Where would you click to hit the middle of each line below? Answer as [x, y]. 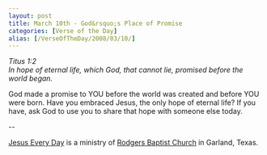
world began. [31, 78]
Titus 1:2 [22, 61]
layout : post [30, 16]
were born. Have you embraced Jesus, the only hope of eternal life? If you [132, 103]
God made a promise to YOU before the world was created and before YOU [134, 94]
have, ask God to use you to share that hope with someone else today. [125, 111]
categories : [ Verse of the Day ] [63, 31]
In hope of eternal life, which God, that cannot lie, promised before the [126, 70]
